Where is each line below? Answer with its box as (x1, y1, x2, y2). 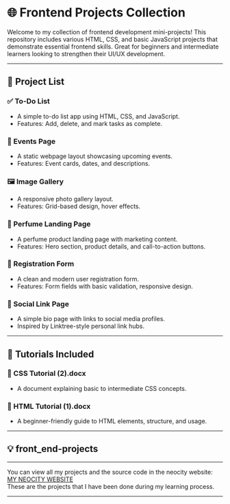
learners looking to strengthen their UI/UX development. (7, 49, 166, 58)
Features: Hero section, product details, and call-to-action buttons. (16, 242, 206, 251)
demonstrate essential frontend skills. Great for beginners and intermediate (7, 42, 219, 51)
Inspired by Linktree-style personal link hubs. (16, 322, 145, 330)
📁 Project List (7, 76, 65, 88)
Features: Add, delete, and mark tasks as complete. (16, 119, 163, 127)
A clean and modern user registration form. (16, 275, 139, 283)
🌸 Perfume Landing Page (7, 219, 91, 229)
